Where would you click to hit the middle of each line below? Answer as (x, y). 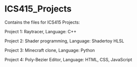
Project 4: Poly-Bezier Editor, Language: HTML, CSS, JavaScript (68, 59)
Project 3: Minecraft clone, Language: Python (50, 50)
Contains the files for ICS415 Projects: (42, 22)
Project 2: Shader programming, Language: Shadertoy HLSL (64, 41)
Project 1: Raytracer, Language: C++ (41, 31)
